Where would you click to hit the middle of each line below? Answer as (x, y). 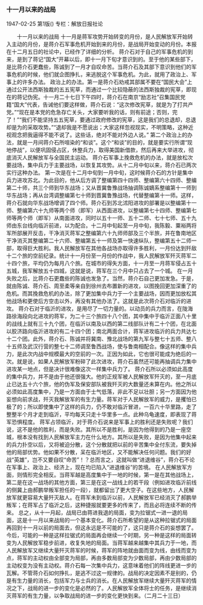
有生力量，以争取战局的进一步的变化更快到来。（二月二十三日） (105, 596)
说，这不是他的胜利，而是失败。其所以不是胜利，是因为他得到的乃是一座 (96, 430)
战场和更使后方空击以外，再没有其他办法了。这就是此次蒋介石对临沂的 (98, 301)
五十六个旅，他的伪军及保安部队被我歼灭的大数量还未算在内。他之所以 (109, 384)
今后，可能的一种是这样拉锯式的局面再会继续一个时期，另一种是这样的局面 (99, 535)
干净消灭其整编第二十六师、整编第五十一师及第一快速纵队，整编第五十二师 (99, 241)
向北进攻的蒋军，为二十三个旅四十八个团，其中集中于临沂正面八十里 (112, 316)
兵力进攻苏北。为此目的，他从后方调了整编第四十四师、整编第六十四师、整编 (101, 180)
